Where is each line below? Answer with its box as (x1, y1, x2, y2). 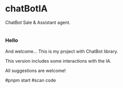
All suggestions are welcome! (5, 68, 66, 74)
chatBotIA (5, 3, 48, 14)
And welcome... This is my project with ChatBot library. (5, 48, 118, 54)
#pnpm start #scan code (5, 77, 56, 83)
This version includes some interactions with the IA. (5, 58, 111, 64)
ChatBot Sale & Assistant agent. (5, 19, 71, 25)
